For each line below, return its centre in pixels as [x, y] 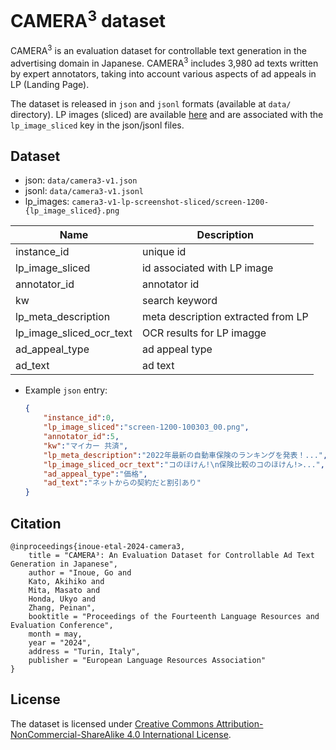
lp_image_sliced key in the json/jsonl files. [97, 125]
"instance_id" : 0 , [79, 418]
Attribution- [240, 723]
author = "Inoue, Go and [80, 572]
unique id [164, 252]
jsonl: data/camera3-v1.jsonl [84, 191]
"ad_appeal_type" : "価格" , [95, 474]
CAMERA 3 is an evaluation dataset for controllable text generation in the [158, 49]
